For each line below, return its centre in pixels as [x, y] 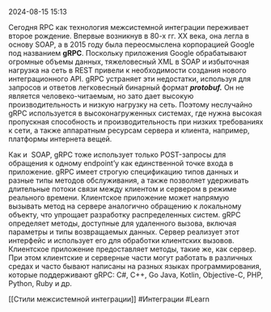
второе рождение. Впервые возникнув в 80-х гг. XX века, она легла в [129, 36]
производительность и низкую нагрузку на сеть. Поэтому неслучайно [131, 105]
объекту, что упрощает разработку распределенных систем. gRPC [125, 215]
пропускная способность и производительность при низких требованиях [136, 122]
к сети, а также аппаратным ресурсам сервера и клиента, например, [129, 130]
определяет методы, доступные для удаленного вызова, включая [123, 223]
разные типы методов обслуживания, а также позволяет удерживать [129, 180]
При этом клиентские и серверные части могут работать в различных [131, 257]
